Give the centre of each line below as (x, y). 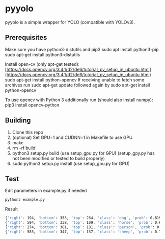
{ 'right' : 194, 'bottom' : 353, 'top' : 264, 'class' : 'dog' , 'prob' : (77, 218)
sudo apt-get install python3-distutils (42, 54)
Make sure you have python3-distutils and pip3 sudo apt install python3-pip (82, 49)
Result (12, 209)
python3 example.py (25, 200)
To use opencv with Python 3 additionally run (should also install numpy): (79, 100)
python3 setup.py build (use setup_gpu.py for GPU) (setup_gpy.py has (83, 153)
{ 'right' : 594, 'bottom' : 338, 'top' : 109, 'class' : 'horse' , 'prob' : (79, 223)
